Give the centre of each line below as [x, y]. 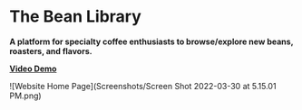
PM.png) [26, 96]
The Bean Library [76, 17]
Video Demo [33, 69]
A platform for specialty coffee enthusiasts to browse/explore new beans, [151, 41]
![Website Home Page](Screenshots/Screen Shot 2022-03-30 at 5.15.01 [143, 86]
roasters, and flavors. [51, 50]
